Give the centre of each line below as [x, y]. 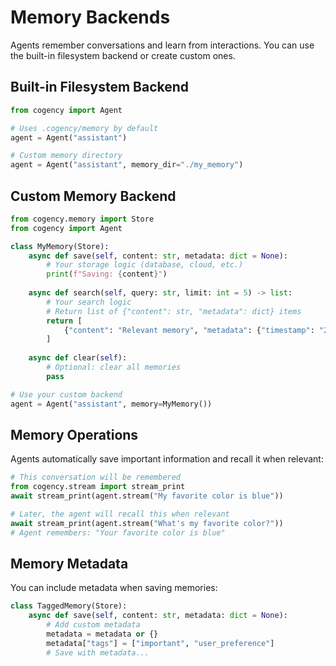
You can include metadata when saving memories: [114, 588]
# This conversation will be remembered [96, 477]
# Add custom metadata [93, 625]
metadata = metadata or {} [102, 634]
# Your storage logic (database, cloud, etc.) [145, 265]
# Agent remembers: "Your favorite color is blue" [118, 532]
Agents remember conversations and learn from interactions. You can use [162, 45]
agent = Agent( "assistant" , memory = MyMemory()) [111, 404]
